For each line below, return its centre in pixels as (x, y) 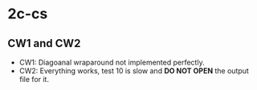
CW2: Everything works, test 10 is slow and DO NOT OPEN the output (134, 71)
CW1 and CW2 (44, 43)
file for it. (34, 79)
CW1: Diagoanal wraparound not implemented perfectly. (112, 62)
